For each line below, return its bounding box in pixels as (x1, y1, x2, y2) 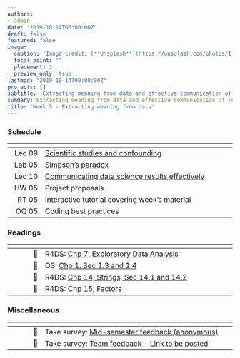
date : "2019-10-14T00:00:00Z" (7, 24, 98, 31)
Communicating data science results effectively (45, 172, 205, 182)
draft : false (7, 30, 46, 38)
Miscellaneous (7, 305, 59, 315)
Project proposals (45, 183, 104, 193)
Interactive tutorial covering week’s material (45, 195, 191, 205)
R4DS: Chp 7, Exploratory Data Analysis (45, 249, 179, 259)
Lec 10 (14, 172, 38, 182)
